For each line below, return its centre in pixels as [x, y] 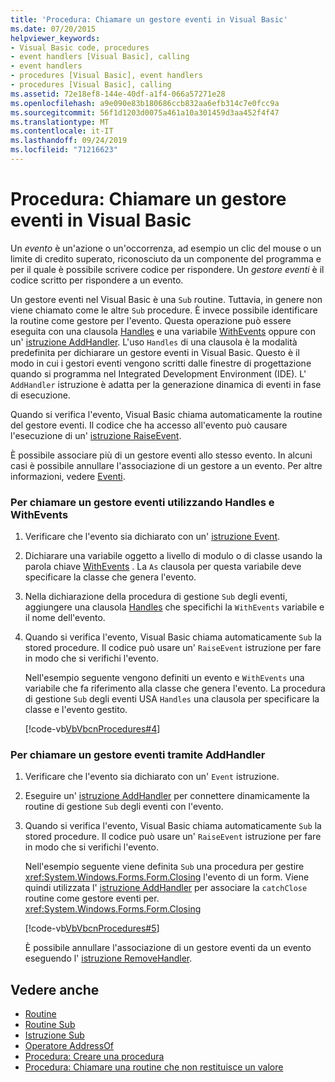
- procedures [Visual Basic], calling [91, 85]
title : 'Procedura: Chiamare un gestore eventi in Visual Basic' [149, 19]
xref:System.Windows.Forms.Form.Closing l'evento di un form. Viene [167, 877]
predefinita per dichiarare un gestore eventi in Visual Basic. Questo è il [155, 352]
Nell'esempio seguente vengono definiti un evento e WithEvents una [164, 678]
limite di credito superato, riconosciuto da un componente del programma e [166, 258]
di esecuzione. [40, 395]
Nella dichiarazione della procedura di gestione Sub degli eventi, [156, 597]
